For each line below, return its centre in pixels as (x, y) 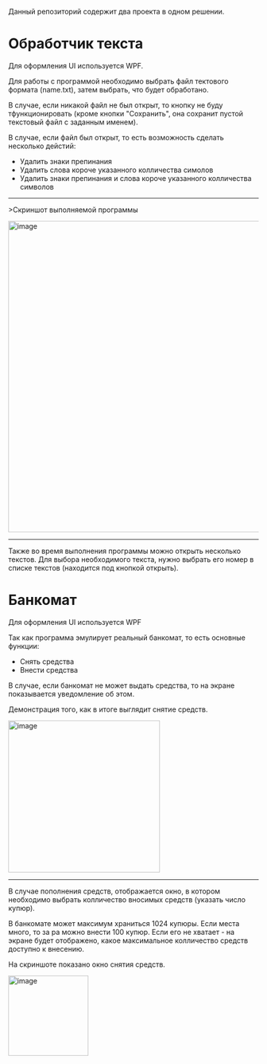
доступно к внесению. (46, 948)
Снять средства (47, 662)
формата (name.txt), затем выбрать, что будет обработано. (108, 89)
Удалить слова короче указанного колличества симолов (116, 170)
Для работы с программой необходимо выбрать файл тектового (118, 81)
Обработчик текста (76, 44)
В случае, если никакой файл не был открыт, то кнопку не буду (116, 105)
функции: (24, 646)
